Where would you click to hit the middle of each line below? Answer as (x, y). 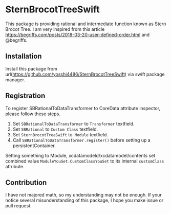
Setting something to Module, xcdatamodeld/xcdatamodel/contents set (80, 155)
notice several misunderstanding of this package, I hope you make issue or (84, 200)
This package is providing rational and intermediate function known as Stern (86, 24)
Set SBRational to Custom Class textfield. (55, 129)
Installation (24, 56)
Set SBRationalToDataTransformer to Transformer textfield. (73, 123)
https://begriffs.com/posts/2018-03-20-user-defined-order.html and (78, 34)
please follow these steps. (33, 114)
